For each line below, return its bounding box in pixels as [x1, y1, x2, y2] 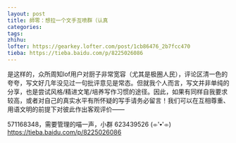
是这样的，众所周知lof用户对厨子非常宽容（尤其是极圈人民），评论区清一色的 [7, 70, 228, 78]
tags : [7, 30, 23, 37]
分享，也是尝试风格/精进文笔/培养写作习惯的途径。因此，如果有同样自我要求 [7, 87, 228, 96]
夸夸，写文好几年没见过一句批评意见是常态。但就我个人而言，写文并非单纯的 [7, 78, 230, 87]
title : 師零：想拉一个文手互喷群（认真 [7, 17, 108, 24]
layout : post [7, 10, 46, 18]
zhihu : [7, 37, 27, 44]
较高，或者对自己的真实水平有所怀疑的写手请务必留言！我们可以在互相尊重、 [7, 96, 230, 104]
